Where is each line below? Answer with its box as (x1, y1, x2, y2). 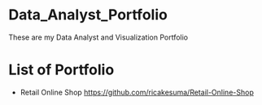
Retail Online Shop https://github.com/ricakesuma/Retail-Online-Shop (20, 87, 254, 97)
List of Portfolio (8, 61, 115, 79)
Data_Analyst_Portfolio (8, 6, 168, 24)
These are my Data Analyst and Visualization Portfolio (8, 32, 189, 42)
